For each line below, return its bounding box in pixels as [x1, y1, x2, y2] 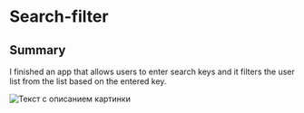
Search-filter [9, 6, 109, 27]
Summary [9, 42, 66, 58]
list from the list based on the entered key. [9, 76, 167, 87]
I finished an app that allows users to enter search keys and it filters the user [9, 66, 295, 77]
